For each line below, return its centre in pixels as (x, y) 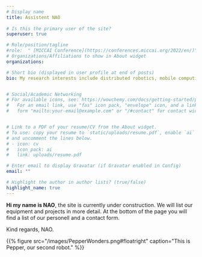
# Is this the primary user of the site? (59, 29)
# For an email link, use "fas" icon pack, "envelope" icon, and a (95, 106)
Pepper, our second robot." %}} (45, 247)
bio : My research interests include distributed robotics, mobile (91, 78)
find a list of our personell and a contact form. (63, 217)
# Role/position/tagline (37, 45)
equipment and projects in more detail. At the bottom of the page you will (97, 211)
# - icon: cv (23, 144)
